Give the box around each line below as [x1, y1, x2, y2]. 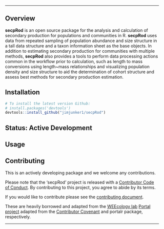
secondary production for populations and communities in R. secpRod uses [5, 32, 157, 38]
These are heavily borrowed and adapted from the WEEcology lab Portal [5, 203, 151, 209]
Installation [5, 88, 40, 97]
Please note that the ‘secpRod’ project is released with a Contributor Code [5, 179, 154, 185]
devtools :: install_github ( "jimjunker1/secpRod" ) [5, 110, 106, 115]
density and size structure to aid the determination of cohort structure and [5, 69, 155, 75]
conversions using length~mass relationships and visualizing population [5, 63, 150, 69]
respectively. [5, 213, 31, 220]
